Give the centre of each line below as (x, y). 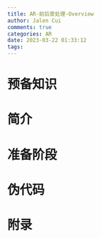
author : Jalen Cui (34, 21)
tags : (15, 47)
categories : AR (30, 34)
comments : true (30, 27)
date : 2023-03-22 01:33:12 (47, 40)
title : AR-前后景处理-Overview (50, 14)
